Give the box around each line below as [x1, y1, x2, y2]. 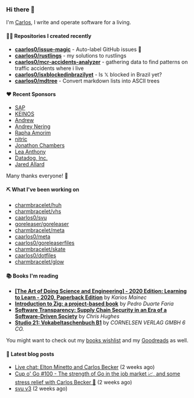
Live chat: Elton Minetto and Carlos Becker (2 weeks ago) [14, 364, 155, 371]
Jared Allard [14, 160, 45, 168]
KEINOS [14, 110, 34, 117]
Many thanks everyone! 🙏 [6, 172, 69, 179]
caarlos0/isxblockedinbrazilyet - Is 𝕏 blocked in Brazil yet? [14, 71, 162, 78]
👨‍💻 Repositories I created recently [6, 32, 92, 39]
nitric [14, 135, 28, 142]
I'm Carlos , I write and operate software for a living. [6, 19, 131, 26]
